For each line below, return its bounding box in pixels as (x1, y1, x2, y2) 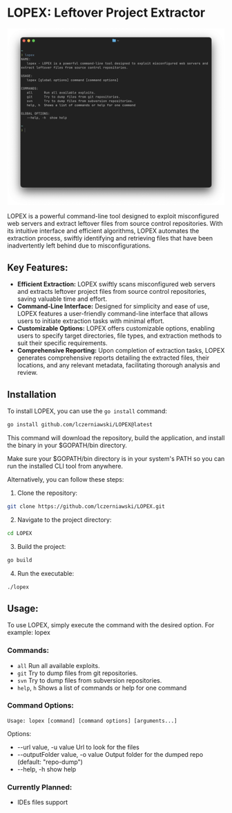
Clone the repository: (17, 489, 78, 497)
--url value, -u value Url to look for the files (17, 743, 139, 751)
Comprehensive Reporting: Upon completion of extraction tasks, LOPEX (17, 347, 225, 355)
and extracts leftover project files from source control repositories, (17, 288, 207, 296)
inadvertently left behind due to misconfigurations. (7, 241, 151, 250)
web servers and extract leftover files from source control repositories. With (7, 220, 223, 228)
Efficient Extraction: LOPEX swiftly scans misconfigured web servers (17, 280, 215, 288)
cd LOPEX (7, 530, 32, 536)
